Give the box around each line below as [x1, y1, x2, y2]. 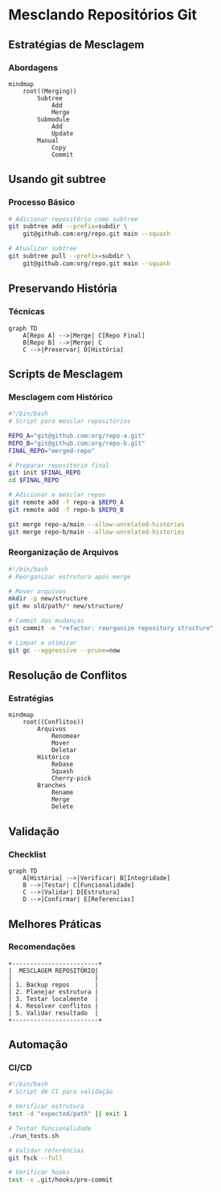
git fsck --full [8, 1154, 63, 1162]
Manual [37, 136, 59, 144]
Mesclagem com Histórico [8, 391, 113, 402]
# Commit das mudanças [8, 617, 84, 625]
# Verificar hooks [8, 1169, 70, 1177]
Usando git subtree [8, 172, 106, 186]
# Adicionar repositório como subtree [8, 215, 138, 223]
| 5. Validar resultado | [8, 1009, 99, 1017]
